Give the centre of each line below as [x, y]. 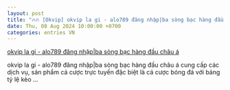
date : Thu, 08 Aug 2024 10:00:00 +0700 [64, 26]
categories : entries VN [41, 32]
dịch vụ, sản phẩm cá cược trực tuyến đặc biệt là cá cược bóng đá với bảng [114, 72]
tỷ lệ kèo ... [23, 80]
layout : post [26, 13]
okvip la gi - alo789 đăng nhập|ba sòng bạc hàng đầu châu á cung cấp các [113, 65]
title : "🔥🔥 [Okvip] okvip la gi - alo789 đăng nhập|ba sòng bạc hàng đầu [116, 20]
